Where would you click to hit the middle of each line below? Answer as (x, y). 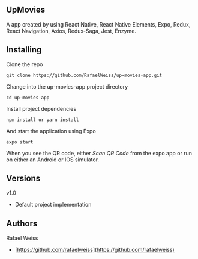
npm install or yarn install (43, 120)
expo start (20, 142)
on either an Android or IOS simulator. (53, 160)
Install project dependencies (41, 108)
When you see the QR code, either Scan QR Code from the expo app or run (99, 153)
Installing (24, 50)
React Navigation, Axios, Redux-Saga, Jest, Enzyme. (71, 31)
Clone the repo (25, 64)
